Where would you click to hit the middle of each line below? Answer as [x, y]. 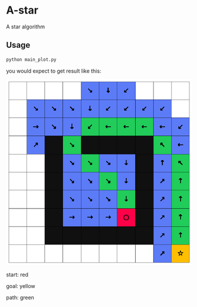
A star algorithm [26, 27]
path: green [20, 297]
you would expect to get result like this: [54, 71]
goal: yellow [21, 286]
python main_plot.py [32, 60]
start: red [17, 275]
